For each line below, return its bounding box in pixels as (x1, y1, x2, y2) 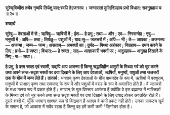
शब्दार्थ (5, 21, 16, 26)
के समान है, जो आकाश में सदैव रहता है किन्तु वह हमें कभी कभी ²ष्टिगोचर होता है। (5, 104, 133, 109)
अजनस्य (151, 36, 165, 43)
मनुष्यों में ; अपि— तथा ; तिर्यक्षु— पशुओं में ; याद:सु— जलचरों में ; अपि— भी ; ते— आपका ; (5, 36, 150, 43)
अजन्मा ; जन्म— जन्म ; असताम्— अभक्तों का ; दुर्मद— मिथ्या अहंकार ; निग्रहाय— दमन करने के (11, 42, 162, 48)
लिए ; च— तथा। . (5, 54, 35, 59)
